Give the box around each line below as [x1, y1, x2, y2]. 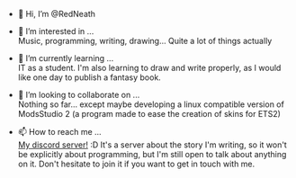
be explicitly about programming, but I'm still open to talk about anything [17, 149, 287, 159]
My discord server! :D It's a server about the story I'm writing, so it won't [17, 139, 288, 150]
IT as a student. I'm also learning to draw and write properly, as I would [17, 63, 282, 73]
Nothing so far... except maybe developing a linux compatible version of [17, 99, 285, 110]
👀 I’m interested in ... [17, 26, 94, 36]
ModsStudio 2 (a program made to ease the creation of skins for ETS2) [17, 109, 282, 119]
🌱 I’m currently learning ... [17, 53, 114, 63]
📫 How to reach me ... [17, 127, 102, 137]
